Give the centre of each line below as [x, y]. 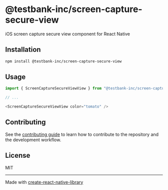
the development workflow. [33, 140]
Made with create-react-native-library [44, 182]
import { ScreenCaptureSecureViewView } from [53, 88]
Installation [23, 50]
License [18, 156]
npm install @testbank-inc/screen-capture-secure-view [63, 61]
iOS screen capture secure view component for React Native [67, 34]
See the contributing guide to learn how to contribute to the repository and [82, 134]
